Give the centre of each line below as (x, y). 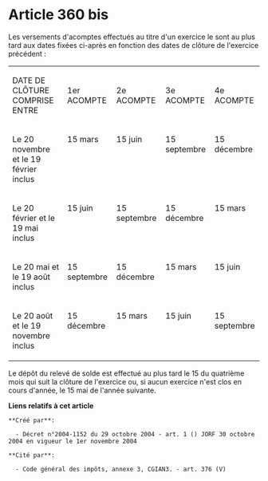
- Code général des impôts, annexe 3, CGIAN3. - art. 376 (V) (121, 469)
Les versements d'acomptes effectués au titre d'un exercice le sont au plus (132, 37)
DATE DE (29, 80)
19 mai (25, 227)
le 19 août (31, 277)
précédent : (27, 53)
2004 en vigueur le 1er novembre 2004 (73, 441)
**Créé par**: (32, 420)
